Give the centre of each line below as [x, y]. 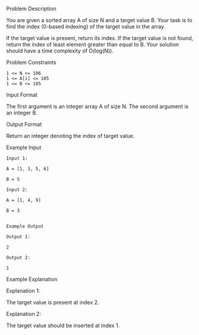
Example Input [24, 147]
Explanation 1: [23, 291]
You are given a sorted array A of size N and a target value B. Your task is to [99, 20]
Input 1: [17, 158]
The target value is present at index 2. [53, 302]
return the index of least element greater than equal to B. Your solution [93, 44]
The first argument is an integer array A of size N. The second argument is [97, 106]
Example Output [25, 226]
